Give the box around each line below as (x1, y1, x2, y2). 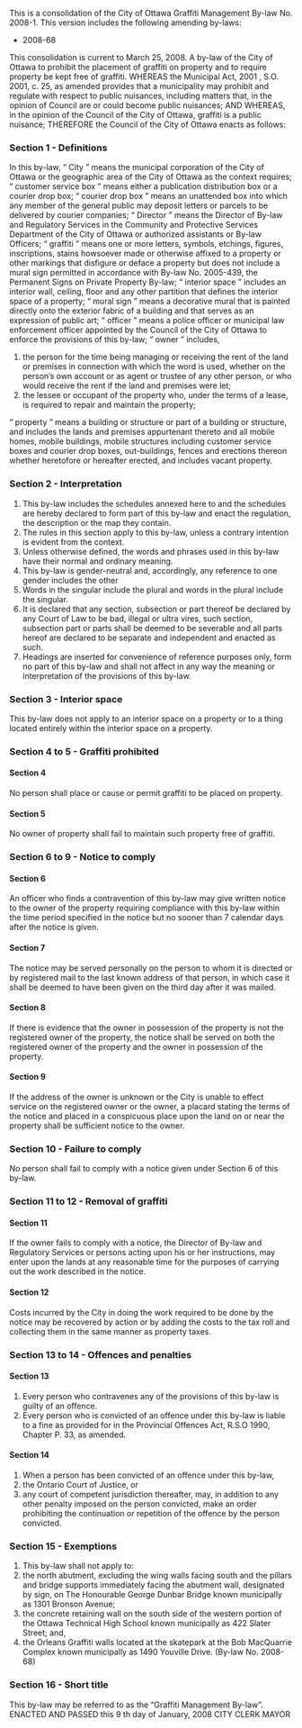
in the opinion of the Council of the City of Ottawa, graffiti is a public (9, 110, 262, 120)
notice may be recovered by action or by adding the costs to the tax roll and (9, 1316, 290, 1327)
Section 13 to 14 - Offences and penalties (9, 1348, 191, 1361)
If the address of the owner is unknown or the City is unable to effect (9, 1091, 264, 1102)
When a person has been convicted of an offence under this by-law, (22, 1470, 275, 1480)
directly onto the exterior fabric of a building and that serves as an (9, 305, 254, 316)
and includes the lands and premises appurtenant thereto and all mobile (9, 427, 276, 438)
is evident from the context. (22, 536, 125, 547)
